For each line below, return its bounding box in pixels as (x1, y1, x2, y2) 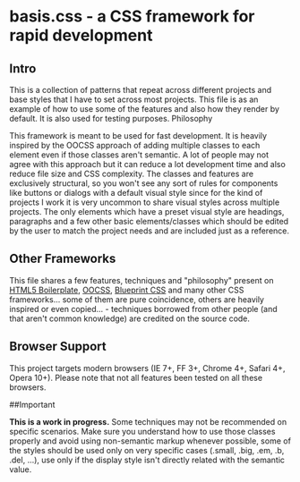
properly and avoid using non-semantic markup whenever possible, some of (9, 435, 291, 446)
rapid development (9, 25, 153, 46)
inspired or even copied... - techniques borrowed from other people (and (9, 303, 278, 314)
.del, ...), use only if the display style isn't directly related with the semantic (9, 454, 285, 465)
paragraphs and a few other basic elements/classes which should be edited (9, 216, 289, 226)
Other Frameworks (9, 251, 116, 266)
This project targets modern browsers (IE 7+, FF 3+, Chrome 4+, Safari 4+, (9, 362, 286, 373)
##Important (9, 399, 56, 410)
